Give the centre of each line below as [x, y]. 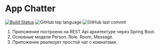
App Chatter [30, 9]
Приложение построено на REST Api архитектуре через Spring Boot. [83, 31]
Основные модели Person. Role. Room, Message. [63, 37]
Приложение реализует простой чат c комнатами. [65, 42]
